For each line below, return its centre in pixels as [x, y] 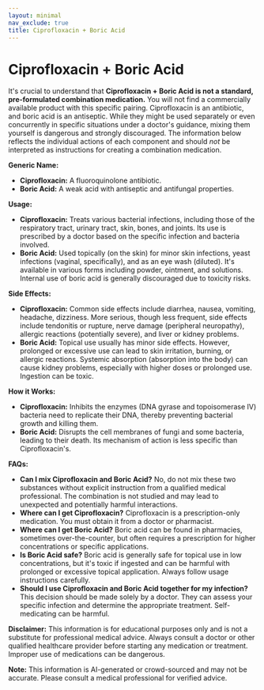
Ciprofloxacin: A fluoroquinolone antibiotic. [91, 181]
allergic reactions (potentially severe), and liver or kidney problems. [129, 334]
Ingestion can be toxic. [57, 376]
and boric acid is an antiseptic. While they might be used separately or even [132, 116]
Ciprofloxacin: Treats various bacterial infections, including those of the [137, 220]
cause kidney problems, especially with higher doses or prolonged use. [136, 368]
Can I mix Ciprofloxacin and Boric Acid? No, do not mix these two [128, 480]
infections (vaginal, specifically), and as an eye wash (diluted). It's [127, 262]
